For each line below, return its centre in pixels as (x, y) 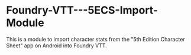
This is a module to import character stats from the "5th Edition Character (96, 39)
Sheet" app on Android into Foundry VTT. (57, 46)
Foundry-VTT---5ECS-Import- (82, 10)
